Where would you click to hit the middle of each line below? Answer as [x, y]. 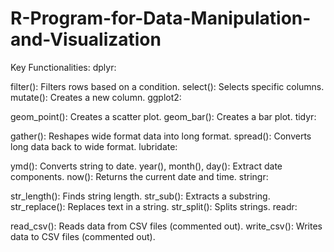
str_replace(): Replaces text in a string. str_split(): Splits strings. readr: [154, 206]
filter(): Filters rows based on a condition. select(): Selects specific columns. [167, 86]
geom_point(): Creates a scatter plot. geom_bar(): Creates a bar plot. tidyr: [163, 116]
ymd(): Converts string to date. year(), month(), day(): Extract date [146, 166]
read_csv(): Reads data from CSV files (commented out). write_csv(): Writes [166, 226]
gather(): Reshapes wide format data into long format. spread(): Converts [161, 136]
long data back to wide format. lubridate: [94, 146]
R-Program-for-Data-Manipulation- [161, 18]
